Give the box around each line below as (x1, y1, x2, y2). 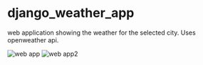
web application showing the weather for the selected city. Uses (7, 28, 196, 37)
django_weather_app (7, 5, 135, 21)
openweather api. (7, 35, 59, 44)
